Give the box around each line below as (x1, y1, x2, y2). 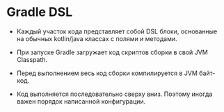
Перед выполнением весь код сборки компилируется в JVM (16, 69, 198, 77)
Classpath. (16, 55, 48, 63)
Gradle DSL (6, 4, 73, 20)
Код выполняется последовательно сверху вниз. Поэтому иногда (16, 90, 213, 98)
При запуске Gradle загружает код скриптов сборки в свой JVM (16, 48, 208, 56)
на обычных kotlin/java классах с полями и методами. (16, 34, 177, 42)
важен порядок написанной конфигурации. (16, 97, 146, 105)
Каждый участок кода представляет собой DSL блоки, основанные (16, 27, 218, 35)
